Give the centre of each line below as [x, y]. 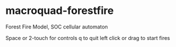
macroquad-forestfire [60, 11]
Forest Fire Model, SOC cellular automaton [57, 27]
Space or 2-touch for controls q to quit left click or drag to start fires [88, 38]
